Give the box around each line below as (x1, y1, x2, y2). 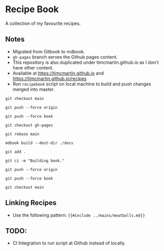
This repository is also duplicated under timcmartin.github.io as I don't (12, 59, 159, 65)
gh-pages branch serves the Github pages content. (12, 54, 118, 60)
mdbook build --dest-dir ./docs (5, 140, 73, 146)
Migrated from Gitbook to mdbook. (12, 48, 85, 54)
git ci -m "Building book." (5, 158, 65, 163)
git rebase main (5, 131, 39, 136)
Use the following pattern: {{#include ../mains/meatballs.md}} (12, 212, 145, 218)
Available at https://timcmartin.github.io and (12, 70, 104, 76)
